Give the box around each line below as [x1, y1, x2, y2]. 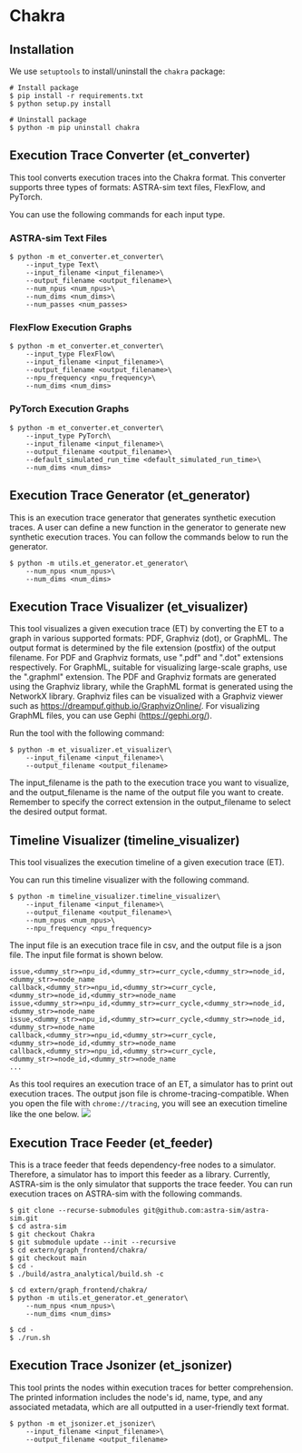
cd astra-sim [17, 1221, 67, 1231]
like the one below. [9, 1109, 80, 1120]
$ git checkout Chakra [9, 1229, 95, 1238]
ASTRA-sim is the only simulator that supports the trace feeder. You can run [9, 1178, 293, 1189]
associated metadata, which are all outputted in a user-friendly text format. [9, 1401, 289, 1412]
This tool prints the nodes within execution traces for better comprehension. [9, 1382, 294, 1393]
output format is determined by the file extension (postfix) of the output [9, 642, 277, 653]
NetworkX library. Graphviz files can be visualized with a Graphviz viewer [9, 691, 284, 701]
